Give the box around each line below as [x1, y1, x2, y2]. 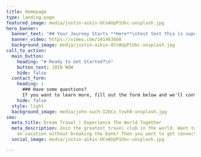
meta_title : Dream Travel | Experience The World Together [11, 120, 162, 126]
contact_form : [11, 75, 47, 81]
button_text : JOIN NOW [17, 64, 74, 70]
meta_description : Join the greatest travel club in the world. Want [11, 125, 188, 131]
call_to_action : [6, 48, 47, 54]
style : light [11, 103, 44, 109]
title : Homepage [6, 8, 47, 15]
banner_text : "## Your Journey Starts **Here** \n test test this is [11, 31, 184, 37]
